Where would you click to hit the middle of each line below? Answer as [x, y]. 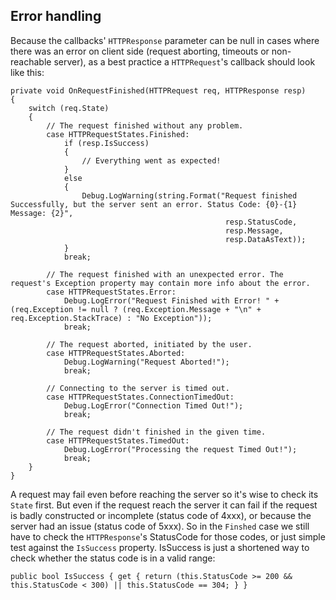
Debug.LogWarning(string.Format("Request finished [189, 195]
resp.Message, [254, 230]
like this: [27, 72]
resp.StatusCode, [261, 222]
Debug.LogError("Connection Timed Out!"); [153, 405]
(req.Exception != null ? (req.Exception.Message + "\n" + [136, 309]
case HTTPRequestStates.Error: [111, 292]
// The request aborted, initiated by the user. [149, 344]
